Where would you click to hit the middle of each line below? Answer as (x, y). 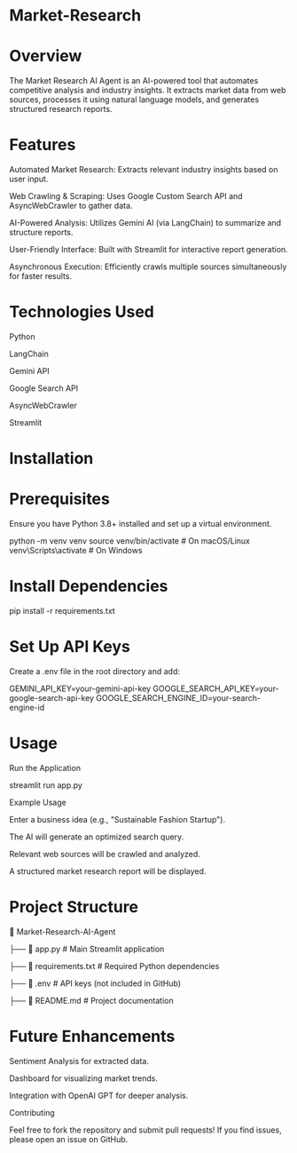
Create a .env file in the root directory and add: (94, 671)
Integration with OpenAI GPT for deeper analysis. (99, 1095)
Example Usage (38, 802)
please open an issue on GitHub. (69, 1139)
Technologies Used (82, 312)
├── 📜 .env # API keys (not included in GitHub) (95, 983)
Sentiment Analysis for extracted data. (79, 1061)
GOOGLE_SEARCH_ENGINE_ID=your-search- (179, 698)
